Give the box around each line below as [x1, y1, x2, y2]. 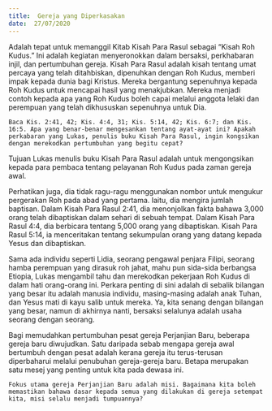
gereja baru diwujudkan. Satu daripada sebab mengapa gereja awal [8, 339, 235, 348]
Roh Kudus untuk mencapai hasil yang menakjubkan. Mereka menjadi [8, 84, 241, 94]
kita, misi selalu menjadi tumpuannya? [8, 395, 144, 403]
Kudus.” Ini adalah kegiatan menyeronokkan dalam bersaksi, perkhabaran [8, 50, 254, 60]
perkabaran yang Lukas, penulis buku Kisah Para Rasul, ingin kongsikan [8, 132, 260, 141]
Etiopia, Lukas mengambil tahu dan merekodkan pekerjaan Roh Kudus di [8, 271, 250, 281]
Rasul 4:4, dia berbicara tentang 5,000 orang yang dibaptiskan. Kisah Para [8, 221, 258, 231]
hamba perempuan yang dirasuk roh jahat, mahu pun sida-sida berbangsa [8, 262, 257, 272]
